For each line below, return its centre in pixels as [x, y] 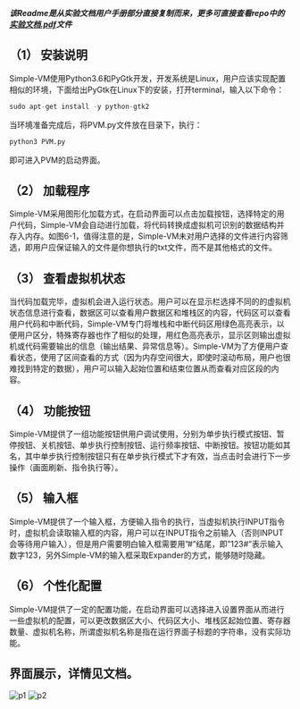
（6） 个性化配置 [56, 586]
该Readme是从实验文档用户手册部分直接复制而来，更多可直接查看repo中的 [147, 13]
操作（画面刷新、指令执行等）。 [66, 467]
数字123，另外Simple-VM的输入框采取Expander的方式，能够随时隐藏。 [140, 555]
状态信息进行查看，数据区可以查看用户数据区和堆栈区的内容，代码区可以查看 [150, 313]
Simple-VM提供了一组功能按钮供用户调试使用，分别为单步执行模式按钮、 [143, 434]
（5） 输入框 [44, 498]
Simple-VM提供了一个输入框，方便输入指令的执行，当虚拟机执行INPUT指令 [147, 521]
